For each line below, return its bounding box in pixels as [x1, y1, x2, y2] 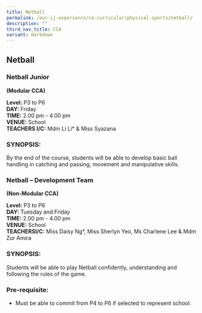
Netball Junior [6, 73, 50, 82]
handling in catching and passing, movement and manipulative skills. [6, 161, 179, 168]
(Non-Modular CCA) [6, 190, 59, 197]
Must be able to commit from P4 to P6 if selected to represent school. [15, 299, 192, 307]
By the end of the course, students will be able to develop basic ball [6, 154, 178, 161]
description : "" [6, 20, 48, 26]
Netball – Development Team [6, 176, 94, 185]
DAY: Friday [6, 105, 37, 112]
